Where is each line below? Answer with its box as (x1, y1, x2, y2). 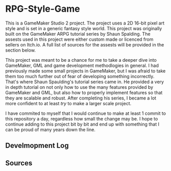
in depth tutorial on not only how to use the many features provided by (5, 84, 154, 90)
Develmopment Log (5, 141, 69, 150)
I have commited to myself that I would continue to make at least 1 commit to (5, 110, 166, 116)
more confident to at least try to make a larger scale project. (5, 100, 132, 106)
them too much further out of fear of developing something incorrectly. (5, 73, 155, 79)
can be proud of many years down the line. (5, 126, 96, 133)
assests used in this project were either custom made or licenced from (5, 36, 154, 42)
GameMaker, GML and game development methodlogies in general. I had (5, 62, 159, 68)
